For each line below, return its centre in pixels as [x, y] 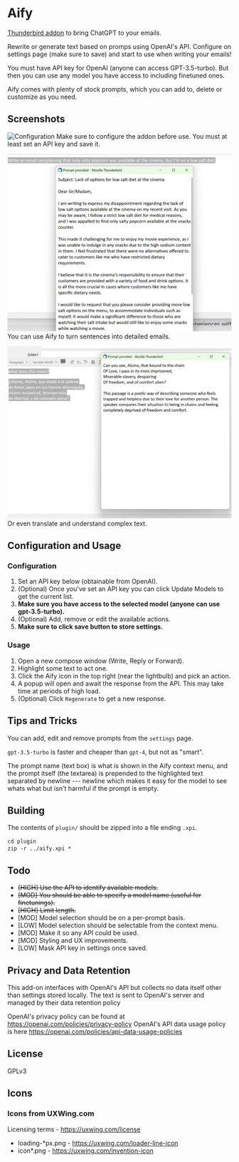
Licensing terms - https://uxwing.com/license [74, 1129]
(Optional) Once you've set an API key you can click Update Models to [121, 589]
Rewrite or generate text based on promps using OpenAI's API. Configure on [119, 46]
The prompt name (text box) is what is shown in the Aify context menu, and [118, 765]
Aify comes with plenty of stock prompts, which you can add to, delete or [115, 89]
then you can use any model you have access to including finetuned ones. [116, 75]
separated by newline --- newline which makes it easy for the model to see [117, 781]
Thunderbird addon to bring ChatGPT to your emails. [85, 33]
